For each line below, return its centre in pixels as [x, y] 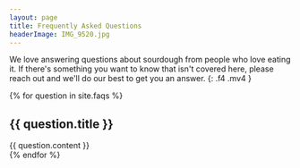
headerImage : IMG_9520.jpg [60, 34]
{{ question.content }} [49, 146]
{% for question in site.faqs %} [66, 96]
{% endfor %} [35, 155]
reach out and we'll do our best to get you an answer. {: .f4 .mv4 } [131, 79]
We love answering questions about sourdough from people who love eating [150, 60]
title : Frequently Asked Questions [76, 26]
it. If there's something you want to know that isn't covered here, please [142, 69]
